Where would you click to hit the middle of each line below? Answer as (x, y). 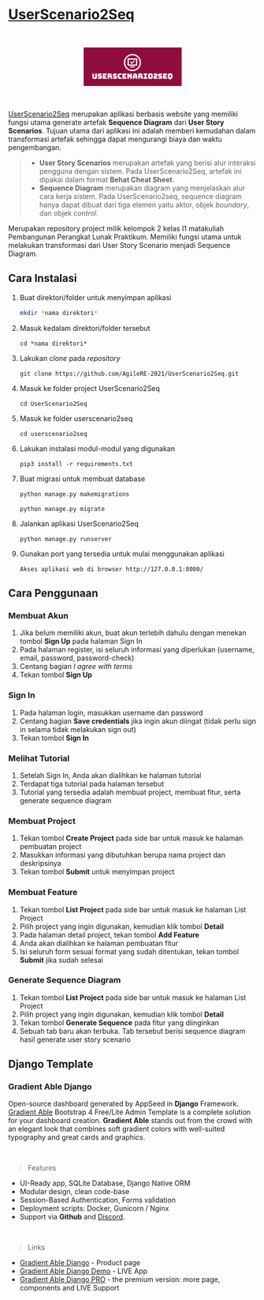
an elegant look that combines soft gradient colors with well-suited (117, 1129)
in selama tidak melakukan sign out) (78, 729)
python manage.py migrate (62, 509)
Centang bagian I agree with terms (76, 667)
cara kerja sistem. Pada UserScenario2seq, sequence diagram (141, 196)
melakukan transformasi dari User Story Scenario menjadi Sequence (119, 245)
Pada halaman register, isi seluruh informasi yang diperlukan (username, (137, 650)
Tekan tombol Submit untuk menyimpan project (97, 872)
